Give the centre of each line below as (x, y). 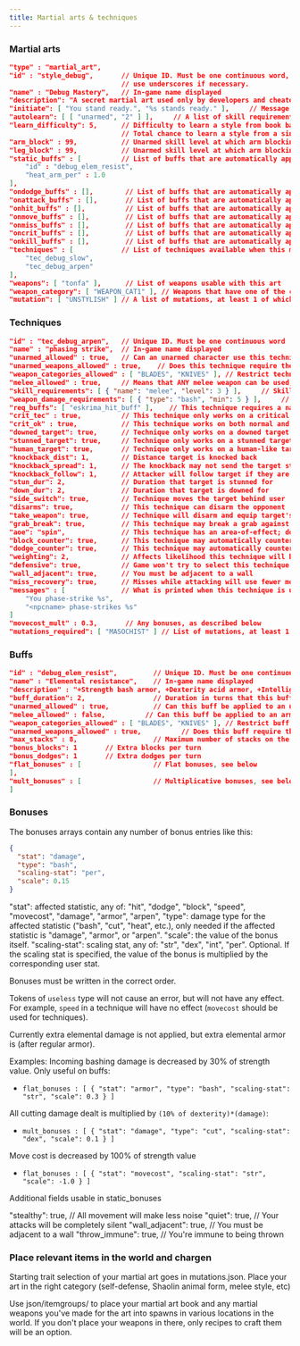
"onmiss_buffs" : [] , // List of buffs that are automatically (146, 225)
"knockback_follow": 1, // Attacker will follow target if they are (150, 474)
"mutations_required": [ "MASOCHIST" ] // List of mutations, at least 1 (150, 632)
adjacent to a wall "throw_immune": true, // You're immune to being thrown (146, 1234)
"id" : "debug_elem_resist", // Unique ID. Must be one (131, 673)
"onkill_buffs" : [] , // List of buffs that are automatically (146, 242)
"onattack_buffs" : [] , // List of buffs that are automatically (146, 200)
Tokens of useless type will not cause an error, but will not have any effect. (147, 999)
